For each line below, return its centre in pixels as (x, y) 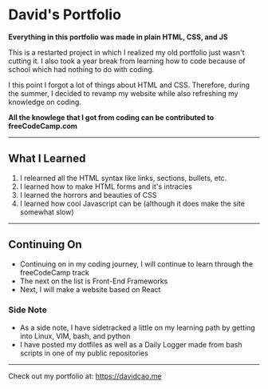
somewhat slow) (47, 212)
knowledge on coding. (45, 102)
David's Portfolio (65, 15)
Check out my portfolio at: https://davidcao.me (85, 376)
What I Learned (47, 159)
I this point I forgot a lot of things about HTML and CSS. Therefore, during (129, 85)
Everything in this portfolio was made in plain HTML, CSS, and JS (118, 37)
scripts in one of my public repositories (84, 353)
